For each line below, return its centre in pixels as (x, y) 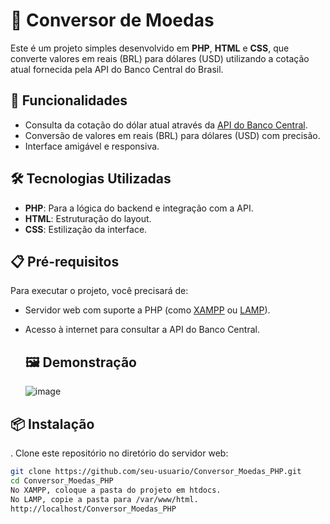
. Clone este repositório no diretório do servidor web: (119, 453)
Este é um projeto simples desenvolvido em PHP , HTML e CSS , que (150, 48)
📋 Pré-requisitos (65, 261)
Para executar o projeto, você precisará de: (99, 291)
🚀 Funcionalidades (69, 100)
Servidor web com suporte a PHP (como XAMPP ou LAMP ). (147, 310)
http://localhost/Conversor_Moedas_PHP (93, 509)
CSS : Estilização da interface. (86, 229)
